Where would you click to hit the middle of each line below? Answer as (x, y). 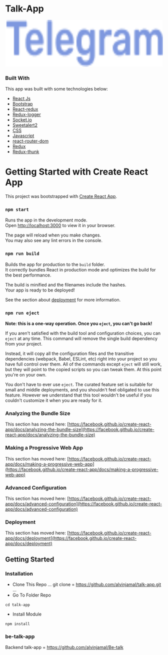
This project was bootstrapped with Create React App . (61, 196)
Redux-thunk (26, 152)
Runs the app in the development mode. (46, 220)
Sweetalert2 (25, 125)
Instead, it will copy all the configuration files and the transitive (69, 353)
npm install (17, 624)
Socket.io (22, 120)
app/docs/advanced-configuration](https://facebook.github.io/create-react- (84, 503)
